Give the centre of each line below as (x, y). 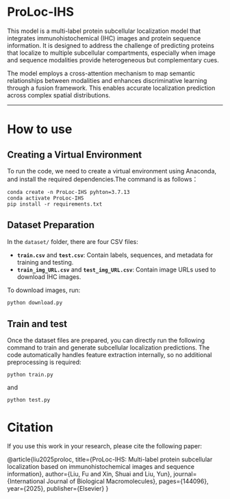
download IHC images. (49, 277)
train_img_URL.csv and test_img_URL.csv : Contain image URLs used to (116, 269)
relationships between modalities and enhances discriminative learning (107, 80)
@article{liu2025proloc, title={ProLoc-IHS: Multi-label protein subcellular (110, 459)
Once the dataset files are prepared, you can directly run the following (106, 341)
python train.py (30, 375)
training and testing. (45, 262)
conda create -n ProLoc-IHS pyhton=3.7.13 (68, 192)
